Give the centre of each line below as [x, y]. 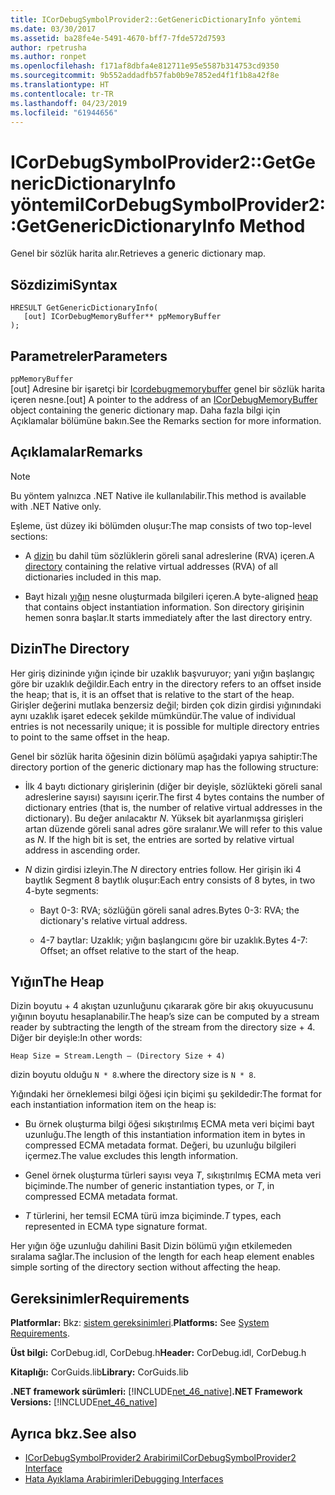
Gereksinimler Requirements [100, 1298]
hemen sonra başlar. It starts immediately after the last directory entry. [168, 617]
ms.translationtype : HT [60, 85]
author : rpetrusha [48, 47]
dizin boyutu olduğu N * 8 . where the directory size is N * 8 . [133, 1075]
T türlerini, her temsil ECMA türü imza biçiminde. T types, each [153, 1216]
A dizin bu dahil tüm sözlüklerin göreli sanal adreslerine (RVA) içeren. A [169, 555]
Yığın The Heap [57, 981]
